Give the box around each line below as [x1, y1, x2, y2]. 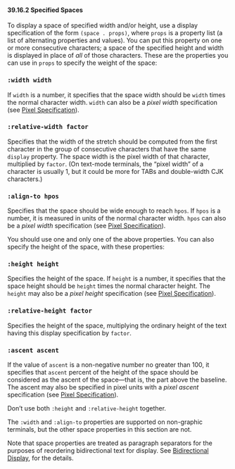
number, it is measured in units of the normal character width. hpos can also [7, 214, 227, 223]
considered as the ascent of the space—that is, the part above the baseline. [7, 375, 227, 384]
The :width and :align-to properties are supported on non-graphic [7, 418, 203, 426]
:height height [7, 261, 60, 268]
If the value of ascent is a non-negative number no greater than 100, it [7, 360, 210, 369]
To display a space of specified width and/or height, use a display [7, 21, 198, 30]
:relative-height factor [7, 307, 93, 315]
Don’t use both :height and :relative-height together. [7, 404, 167, 412]
